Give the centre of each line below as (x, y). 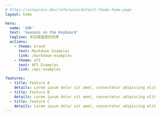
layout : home (19, 14)
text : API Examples (38, 65)
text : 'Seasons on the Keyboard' (44, 33)
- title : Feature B (30, 92)
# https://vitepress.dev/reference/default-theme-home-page (69, 10)
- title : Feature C (30, 101)
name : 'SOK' (22, 28)
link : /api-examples (39, 69)
